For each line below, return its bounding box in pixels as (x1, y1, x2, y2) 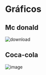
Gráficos (5, 3, 42, 15)
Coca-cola (5, 51, 39, 59)
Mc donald (5, 23, 39, 32)
